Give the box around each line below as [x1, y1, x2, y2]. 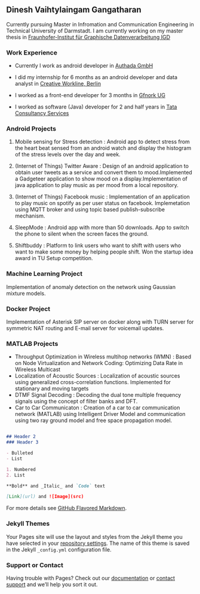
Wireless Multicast [14, 366, 61, 373]
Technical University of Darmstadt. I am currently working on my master [6, 27, 184, 34]
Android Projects [6, 125, 57, 133]
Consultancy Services [14, 110, 69, 117]
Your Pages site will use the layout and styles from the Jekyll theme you [6, 533, 183, 540]
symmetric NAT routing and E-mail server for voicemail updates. [6, 325, 164, 331]
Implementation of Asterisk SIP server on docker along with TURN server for [6, 318, 194, 325]
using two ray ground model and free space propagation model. [14, 417, 173, 424]
